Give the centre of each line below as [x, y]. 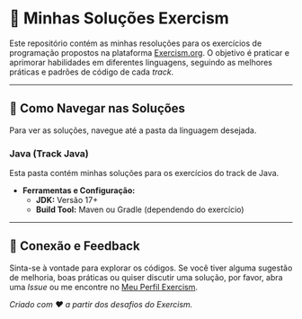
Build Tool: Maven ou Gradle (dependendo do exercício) [140, 209]
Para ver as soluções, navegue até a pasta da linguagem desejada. [133, 130]
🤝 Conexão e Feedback [75, 246]
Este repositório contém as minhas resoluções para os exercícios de [136, 43]
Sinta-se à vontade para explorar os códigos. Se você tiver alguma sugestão [151, 268]
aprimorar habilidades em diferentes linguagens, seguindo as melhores [141, 62]
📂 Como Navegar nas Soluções [98, 108]
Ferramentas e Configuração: [79, 191]
